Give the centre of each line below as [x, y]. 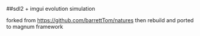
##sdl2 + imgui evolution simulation [51, 9]
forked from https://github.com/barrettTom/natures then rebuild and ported [100, 20]
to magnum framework [35, 27]
